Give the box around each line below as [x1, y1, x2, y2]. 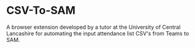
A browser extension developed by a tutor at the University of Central [6, 23, 181, 31]
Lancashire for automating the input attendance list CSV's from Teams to [6, 29, 190, 37]
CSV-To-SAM [6, 4, 76, 17]
